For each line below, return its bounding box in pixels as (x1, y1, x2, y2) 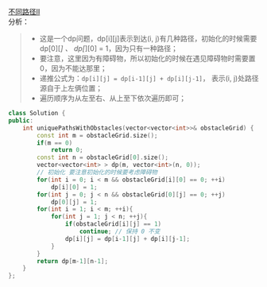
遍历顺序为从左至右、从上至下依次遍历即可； (39, 94, 187, 103)
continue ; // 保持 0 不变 (79, 227, 161, 235)
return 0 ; (50, 146, 83, 154)
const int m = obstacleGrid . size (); (37, 131, 158, 139)
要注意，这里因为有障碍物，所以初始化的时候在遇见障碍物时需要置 (39, 54, 256, 63)
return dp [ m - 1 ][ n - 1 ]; (37, 257, 109, 265)
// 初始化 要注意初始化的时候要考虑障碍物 (37, 169, 157, 176)
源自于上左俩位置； (39, 83, 103, 93)
